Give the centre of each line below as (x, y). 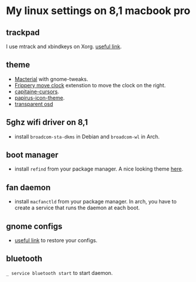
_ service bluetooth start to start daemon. (59, 273)
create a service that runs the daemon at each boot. (77, 208)
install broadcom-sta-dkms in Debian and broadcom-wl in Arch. (87, 137)
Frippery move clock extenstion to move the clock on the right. (90, 85)
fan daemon (28, 187)
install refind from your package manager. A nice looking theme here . (99, 169)
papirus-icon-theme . (39, 97)
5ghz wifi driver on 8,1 (47, 122)
